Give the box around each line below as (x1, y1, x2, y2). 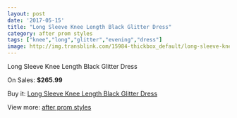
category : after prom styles (7, 29, 93, 37)
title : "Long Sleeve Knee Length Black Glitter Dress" (7, 23, 172, 30)
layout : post (7, 10, 46, 18)
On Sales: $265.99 (7, 76, 63, 84)
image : (7, 43, 27, 50)
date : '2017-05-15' (7, 17, 65, 24)
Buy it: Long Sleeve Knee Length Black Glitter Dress (7, 89, 157, 98)
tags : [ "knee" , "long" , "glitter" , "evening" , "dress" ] (7, 37, 162, 44)
